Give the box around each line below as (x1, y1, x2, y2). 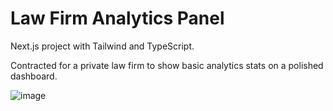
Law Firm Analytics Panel (10, 7, 225, 30)
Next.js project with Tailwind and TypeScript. (10, 40, 195, 52)
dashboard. (10, 70, 58, 82)
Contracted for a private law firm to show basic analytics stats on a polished (10, 59, 324, 71)
